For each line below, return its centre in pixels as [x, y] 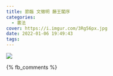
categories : [21, 17]
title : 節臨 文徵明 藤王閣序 [38, 12]
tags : [13, 39]
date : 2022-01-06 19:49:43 [40, 34]
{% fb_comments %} [32, 67]
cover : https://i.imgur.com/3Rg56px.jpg [57, 28]
